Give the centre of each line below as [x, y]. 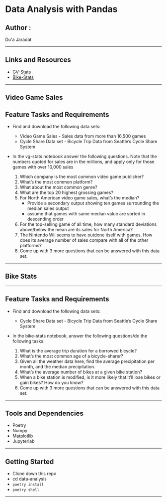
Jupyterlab [23, 441]
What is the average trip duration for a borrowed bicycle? [78, 350]
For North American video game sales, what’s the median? [80, 198]
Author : [18, 28]
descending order [45, 219]
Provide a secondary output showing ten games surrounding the [93, 203]
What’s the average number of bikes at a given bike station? [81, 372]
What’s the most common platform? [56, 182]
